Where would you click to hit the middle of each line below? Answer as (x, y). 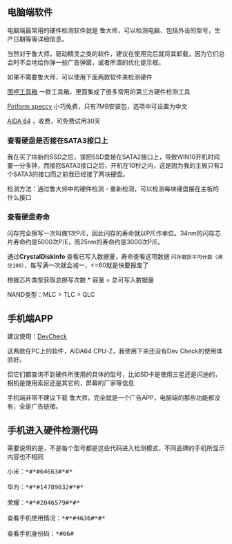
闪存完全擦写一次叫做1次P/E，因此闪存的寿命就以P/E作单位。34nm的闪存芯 (114, 233)
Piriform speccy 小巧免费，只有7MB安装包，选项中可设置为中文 (97, 106)
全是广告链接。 (40, 407)
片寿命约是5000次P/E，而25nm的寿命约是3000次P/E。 (86, 242)
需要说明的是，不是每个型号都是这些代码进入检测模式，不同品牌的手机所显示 (116, 448)
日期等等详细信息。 (40, 39)
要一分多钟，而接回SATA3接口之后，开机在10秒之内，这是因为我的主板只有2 (115, 166)
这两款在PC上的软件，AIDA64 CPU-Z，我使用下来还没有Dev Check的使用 (112, 351)
